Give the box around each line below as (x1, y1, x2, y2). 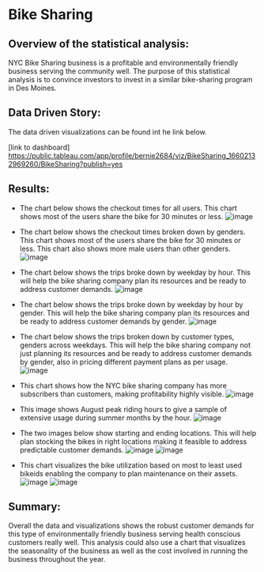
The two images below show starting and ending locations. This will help (19, 428, 257, 438)
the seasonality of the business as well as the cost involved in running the (8, 546, 248, 555)
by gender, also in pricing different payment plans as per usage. (19, 357, 228, 366)
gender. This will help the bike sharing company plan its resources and (19, 308, 251, 317)
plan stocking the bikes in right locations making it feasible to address (19, 437, 247, 446)
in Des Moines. (8, 83, 57, 93)
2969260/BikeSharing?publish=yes (8, 159, 123, 169)
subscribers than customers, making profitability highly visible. (19, 389, 224, 399)
